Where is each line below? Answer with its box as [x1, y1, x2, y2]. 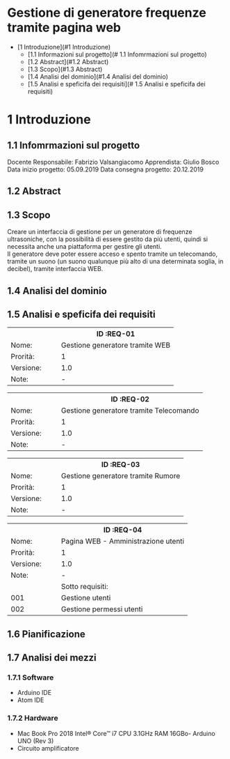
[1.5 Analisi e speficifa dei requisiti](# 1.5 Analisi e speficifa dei [27, 79, 206, 88]
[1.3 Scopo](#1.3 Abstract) [27, 65, 103, 73]
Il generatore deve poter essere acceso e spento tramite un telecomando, [7, 250, 217, 259]
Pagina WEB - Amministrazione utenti [61, 537, 185, 546]
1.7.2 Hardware [7, 713, 58, 723]
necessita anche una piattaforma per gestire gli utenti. [7, 243, 162, 251]
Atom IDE [17, 696, 44, 705]
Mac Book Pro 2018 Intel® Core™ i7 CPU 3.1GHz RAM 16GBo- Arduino [17, 729, 215, 737]
